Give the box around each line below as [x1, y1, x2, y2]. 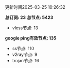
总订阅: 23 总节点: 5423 [5, 15, 53, 20]
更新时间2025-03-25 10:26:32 [5, 4, 66, 10]
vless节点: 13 [12, 25, 38, 31]
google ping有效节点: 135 [5, 35, 57, 41]
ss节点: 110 [12, 46, 34, 51]
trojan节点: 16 [12, 58, 39, 63]
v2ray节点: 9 [12, 51, 37, 57]
